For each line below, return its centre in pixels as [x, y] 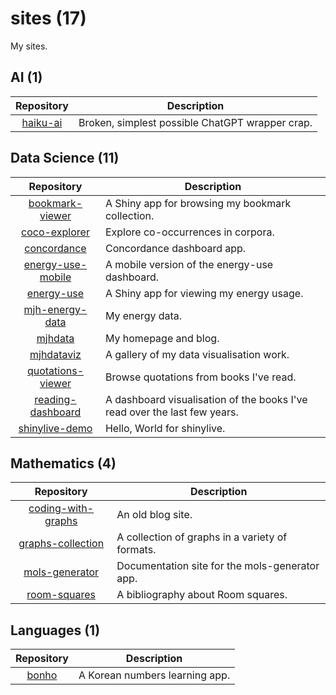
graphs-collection [61, 544]
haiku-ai [42, 122]
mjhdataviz [55, 354]
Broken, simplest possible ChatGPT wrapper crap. [195, 122]
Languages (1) [55, 630]
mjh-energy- [55, 309]
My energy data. [143, 315]
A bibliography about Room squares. [202, 595]
